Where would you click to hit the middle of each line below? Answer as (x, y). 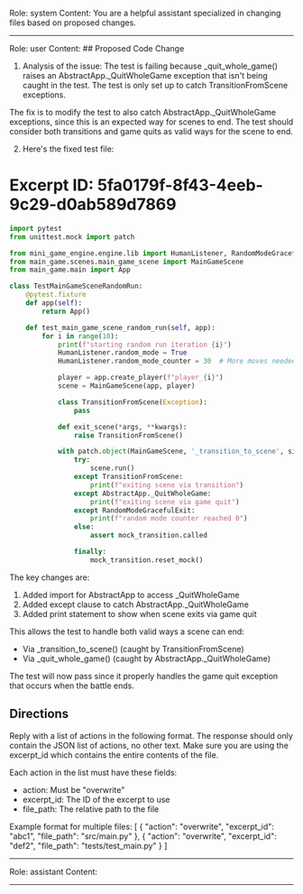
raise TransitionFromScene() (128, 435)
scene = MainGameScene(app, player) (126, 386)
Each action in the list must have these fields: (93, 772)
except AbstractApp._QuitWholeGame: (142, 493)
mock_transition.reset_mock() (147, 560)
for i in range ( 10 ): (80, 336)
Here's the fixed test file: (68, 149)
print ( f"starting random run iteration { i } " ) (144, 345)
